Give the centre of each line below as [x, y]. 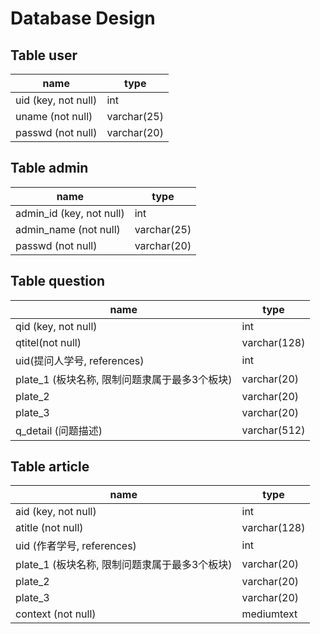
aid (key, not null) [56, 512]
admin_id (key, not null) [70, 213]
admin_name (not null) [68, 229]
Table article [50, 467]
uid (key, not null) [56, 100]
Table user [44, 55]
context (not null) [56, 614]
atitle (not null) [49, 528]
